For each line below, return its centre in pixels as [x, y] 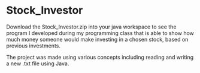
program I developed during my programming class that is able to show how [100, 33]
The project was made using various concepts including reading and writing [100, 57]
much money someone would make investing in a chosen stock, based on [97, 39]
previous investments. [34, 46]
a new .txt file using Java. [38, 64]
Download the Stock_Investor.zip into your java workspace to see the [91, 27]
